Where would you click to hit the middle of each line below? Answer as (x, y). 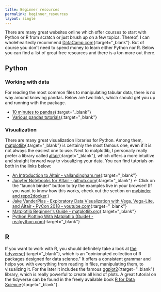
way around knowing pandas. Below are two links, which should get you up (80, 98)
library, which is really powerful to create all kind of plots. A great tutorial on (81, 275)
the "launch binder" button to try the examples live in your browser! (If (82, 186)
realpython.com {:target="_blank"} (46, 222)
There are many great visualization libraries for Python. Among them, (74, 140)
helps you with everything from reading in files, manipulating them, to (74, 264)
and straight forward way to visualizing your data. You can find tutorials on (79, 161)
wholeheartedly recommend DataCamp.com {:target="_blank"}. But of (75, 43)
